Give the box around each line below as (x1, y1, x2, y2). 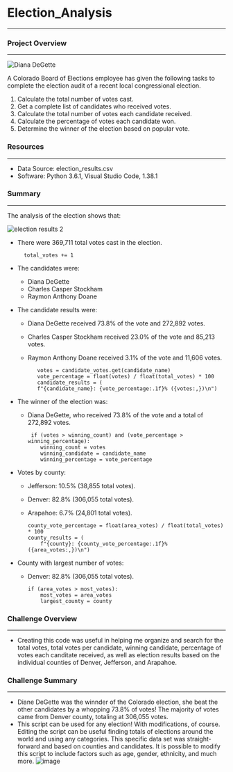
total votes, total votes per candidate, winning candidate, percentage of (17, 643, 222, 652)
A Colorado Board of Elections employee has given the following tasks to (7, 74, 215, 83)
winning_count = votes (40, 444, 106, 451)
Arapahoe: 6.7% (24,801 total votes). (27, 508, 133, 517)
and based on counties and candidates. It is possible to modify (41, 742, 221, 750)
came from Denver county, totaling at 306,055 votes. (17, 713, 169, 721)
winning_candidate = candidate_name (40, 450, 146, 457)
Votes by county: (17, 468, 66, 476)
